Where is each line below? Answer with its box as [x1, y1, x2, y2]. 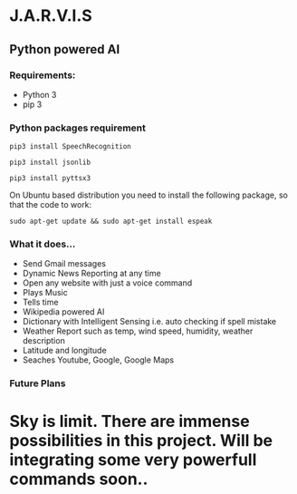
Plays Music [22, 287, 68, 298]
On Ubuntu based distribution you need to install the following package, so [9, 189, 288, 200]
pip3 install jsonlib [9, 158, 91, 168]
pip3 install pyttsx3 [9, 174, 91, 183]
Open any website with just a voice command [22, 277, 193, 288]
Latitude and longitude [22, 345, 107, 356]
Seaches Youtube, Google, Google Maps [22, 354, 175, 365]
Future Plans [9, 377, 66, 390]
